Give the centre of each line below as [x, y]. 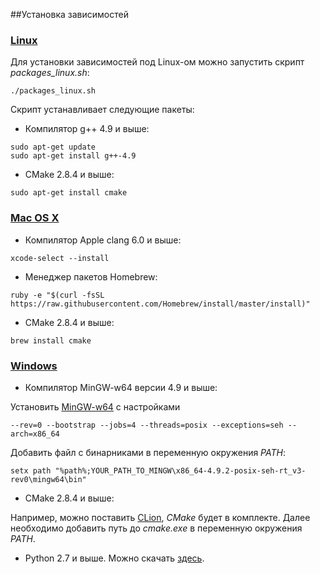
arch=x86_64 [35, 434]
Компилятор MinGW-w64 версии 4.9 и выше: [121, 387]
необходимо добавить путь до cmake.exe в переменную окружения [156, 528]
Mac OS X [35, 218]
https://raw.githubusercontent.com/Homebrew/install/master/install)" [160, 304]
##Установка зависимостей [69, 14]
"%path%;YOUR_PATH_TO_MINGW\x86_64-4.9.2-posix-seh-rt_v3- [180, 470]
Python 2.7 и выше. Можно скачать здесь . [114, 558]
